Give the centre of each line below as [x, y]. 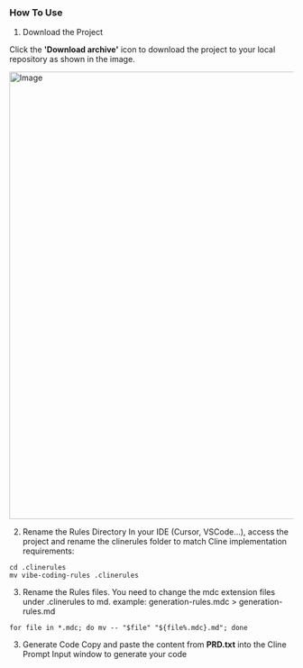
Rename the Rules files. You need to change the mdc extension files [149, 592]
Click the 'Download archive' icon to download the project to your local [142, 50]
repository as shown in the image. [72, 59]
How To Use [36, 13]
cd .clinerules [38, 568]
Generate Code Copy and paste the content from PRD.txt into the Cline [154, 645]
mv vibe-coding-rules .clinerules [74, 576]
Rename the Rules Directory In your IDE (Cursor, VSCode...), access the [155, 532]
